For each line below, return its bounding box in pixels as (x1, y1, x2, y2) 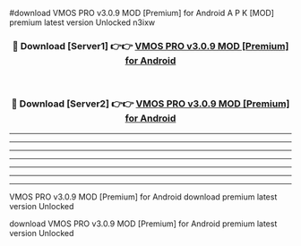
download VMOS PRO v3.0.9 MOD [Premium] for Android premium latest (9, 218, 278, 229)
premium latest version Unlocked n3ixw (9, 17, 156, 28)
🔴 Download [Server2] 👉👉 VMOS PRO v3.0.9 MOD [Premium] (11, 98, 290, 110)
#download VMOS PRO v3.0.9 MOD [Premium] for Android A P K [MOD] (9, 8, 275, 18)
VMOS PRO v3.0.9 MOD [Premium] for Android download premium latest (9, 191, 278, 202)
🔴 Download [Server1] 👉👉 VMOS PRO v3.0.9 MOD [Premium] (12, 39, 289, 52)
